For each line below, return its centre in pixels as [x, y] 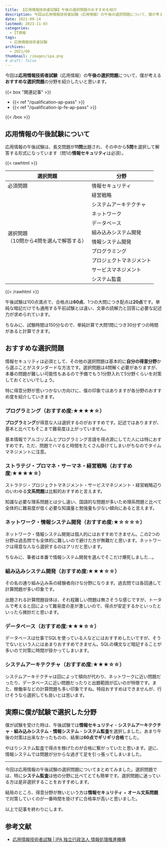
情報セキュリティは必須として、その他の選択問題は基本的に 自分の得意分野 [81, 361]
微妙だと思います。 [42, 612]
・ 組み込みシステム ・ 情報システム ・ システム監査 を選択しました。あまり [83, 731]
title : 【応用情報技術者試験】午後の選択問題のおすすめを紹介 [61, 10]
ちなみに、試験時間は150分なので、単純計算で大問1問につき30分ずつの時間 [82, 325]
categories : [17, 28]
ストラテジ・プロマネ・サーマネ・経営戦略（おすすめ [69, 466]
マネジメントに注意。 [27, 452]
